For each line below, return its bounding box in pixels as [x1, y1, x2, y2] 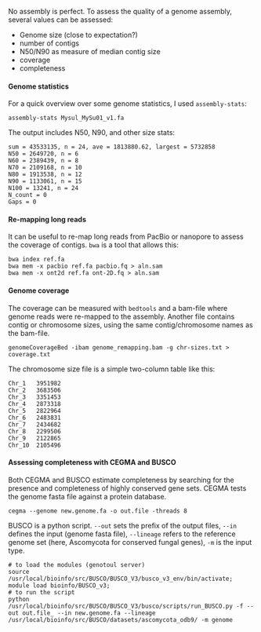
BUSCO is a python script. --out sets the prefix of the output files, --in [8, 521, 237, 530]
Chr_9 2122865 [8, 434, 61, 442]
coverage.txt [8, 350, 51, 358]
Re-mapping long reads [8, 214, 87, 224]
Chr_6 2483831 [8, 414, 61, 422]
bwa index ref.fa [8, 255, 65, 264]
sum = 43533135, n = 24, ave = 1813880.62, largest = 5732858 [8, 143, 216, 152]
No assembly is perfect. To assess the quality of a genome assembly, [8, 7, 233, 16]
